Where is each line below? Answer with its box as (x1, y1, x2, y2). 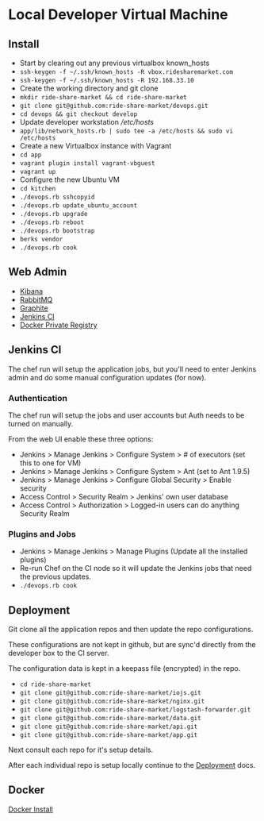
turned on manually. (8, 418, 74, 428)
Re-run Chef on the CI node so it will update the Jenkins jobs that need (19, 564, 252, 573)
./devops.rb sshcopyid (19, 193, 95, 201)
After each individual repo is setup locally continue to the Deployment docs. (8, 761, 256, 770)
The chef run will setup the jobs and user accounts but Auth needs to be (8, 410, 245, 420)
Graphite (19, 303, 49, 313)
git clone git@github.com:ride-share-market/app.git (19, 731, 198, 739)
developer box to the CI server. (8, 649, 109, 658)
